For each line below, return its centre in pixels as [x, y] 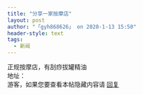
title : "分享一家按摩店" [39, 14]
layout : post [26, 20]
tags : [15, 40]
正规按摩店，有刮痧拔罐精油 [47, 67]
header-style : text [36, 33]
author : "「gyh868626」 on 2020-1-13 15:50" [72, 27]
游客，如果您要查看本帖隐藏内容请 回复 [63, 84]
